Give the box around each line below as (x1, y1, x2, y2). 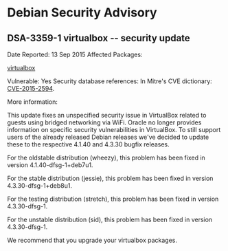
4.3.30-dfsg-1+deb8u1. (7, 182, 72, 190)
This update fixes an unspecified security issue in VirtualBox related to (7, 111, 207, 119)
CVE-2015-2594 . (7, 85, 55, 92)
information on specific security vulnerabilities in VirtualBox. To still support (7, 126, 221, 133)
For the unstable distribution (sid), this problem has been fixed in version (7, 215, 213, 223)
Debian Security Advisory (7, 5, 157, 21)
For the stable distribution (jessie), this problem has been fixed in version (7, 174, 214, 182)
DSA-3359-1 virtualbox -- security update (7, 32, 190, 44)
